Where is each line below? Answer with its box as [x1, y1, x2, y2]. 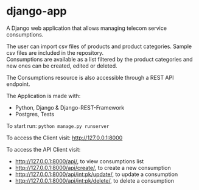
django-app [6, 4, 67, 18]
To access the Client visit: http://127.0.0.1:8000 [6, 134, 123, 141]
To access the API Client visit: [6, 146, 81, 153]
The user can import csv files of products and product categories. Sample [6, 43, 192, 50]
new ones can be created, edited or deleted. [6, 62, 117, 69]
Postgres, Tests [15, 110, 55, 118]
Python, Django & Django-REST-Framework [15, 104, 125, 111]
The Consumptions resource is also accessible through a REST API [6, 74, 174, 81]
